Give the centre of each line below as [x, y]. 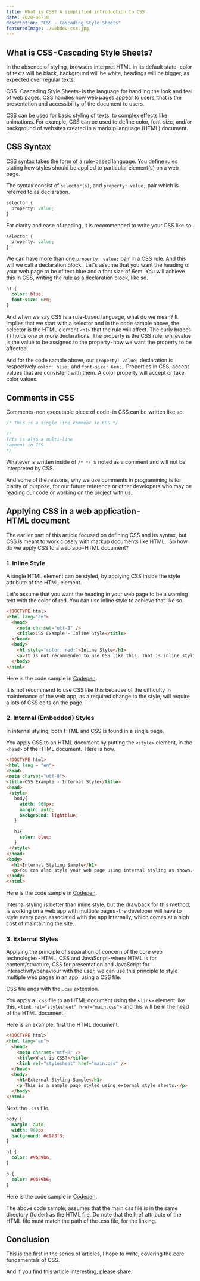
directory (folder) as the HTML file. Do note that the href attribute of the [94, 1214]
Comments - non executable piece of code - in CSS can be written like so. [95, 412]
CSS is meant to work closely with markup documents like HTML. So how [97, 541]
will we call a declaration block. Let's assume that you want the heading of [98, 265]
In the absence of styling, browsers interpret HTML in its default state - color [99, 67]
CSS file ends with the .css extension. [53, 989]
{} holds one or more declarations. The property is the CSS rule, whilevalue [99, 335]
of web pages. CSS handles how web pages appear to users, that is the [94, 98]
